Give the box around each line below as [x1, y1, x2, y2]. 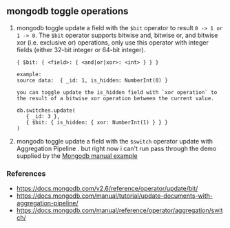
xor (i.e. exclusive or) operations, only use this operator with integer [16, 38, 209, 47]
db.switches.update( [16, 106, 76, 114]
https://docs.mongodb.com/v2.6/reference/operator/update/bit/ [16, 185, 198, 193]
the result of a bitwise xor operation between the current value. [16, 95, 214, 102]
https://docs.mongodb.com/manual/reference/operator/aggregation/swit [16, 206, 223, 215]
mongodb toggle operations [6, 5, 129, 17]
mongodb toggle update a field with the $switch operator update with [16, 137, 213, 145]
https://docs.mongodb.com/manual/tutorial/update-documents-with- [16, 192, 213, 200]
